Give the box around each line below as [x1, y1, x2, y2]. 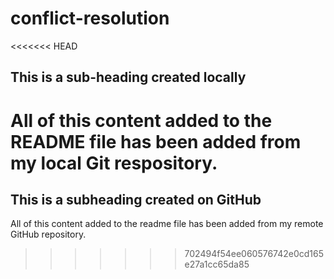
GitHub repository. [10, 228, 87, 241]
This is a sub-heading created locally [10, 69, 247, 86]
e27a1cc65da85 [184, 258, 250, 271]
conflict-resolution [10, 7, 170, 30]
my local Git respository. [10, 152, 218, 174]
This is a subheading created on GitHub [10, 191, 262, 208]
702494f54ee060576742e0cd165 [184, 248, 325, 260]
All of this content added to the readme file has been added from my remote [10, 218, 324, 230]
